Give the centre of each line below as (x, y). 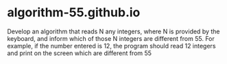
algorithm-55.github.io (74, 13)
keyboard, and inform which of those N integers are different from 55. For (111, 38)
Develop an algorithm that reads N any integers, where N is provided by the (114, 31)
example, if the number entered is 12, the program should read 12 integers (111, 46)
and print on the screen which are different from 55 (80, 53)
